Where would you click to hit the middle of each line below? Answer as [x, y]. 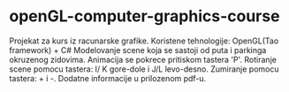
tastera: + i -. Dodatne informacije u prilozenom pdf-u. [108, 78]
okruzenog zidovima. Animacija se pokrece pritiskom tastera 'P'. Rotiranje [143, 59]
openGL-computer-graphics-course [144, 16]
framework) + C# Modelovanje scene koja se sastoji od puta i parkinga [138, 50]
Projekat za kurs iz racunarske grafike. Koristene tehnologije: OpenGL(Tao [144, 41]
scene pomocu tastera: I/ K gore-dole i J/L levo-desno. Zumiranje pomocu [144, 69]
